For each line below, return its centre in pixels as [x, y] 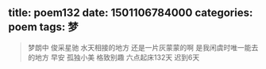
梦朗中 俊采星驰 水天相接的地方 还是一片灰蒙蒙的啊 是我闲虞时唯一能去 [143, 47]
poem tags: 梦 [43, 27]
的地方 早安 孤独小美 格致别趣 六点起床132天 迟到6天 [114, 57]
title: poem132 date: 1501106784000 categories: [131, 13]
